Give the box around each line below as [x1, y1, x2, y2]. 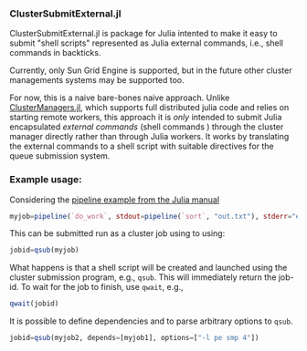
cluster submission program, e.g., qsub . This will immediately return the [9, 272, 277, 283]
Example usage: [9, 173, 82, 186]
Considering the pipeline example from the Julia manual [9, 194, 220, 205]
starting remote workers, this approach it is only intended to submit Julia [9, 112, 282, 123]
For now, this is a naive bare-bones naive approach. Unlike [9, 92, 230, 103]
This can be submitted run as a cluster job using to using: [9, 228, 226, 239]
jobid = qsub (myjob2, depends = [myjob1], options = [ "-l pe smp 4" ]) [9, 334, 259, 343]
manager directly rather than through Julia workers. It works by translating [9, 131, 290, 142]
